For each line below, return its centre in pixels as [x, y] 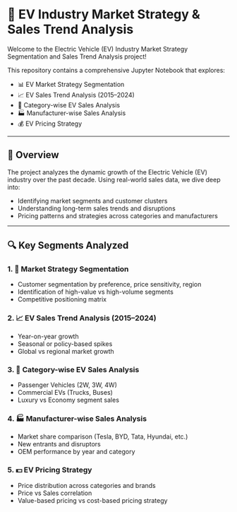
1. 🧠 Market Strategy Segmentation [68, 269]
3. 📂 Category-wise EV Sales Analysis [73, 369]
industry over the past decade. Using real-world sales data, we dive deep [114, 179]
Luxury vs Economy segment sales [68, 400]
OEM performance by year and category [76, 452]
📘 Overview [33, 155]
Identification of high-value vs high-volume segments [96, 292]
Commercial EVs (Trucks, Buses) [65, 393]
